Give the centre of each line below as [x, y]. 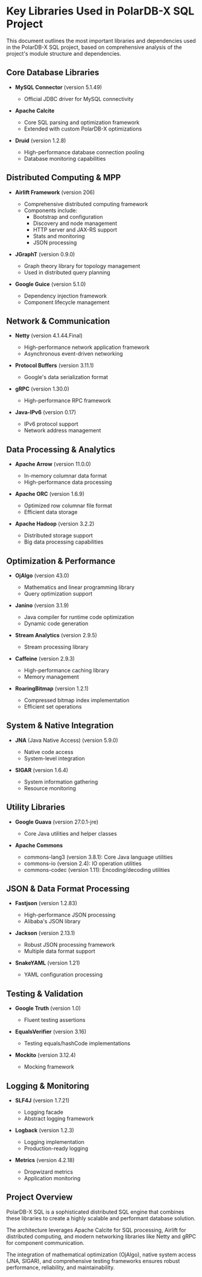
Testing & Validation [45, 994]
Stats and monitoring [59, 236]
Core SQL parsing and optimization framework [82, 122]
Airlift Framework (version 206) [55, 192]
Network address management [62, 431]
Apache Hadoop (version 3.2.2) [55, 524]
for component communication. [45, 1243]
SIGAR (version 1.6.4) [41, 770]
